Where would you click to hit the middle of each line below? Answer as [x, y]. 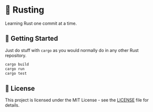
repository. [16, 55]
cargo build [17, 64]
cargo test [16, 73]
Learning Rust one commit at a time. [41, 23]
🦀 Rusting [25, 10]
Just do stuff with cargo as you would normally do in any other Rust [72, 50]
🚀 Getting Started [32, 39]
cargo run [15, 69]
